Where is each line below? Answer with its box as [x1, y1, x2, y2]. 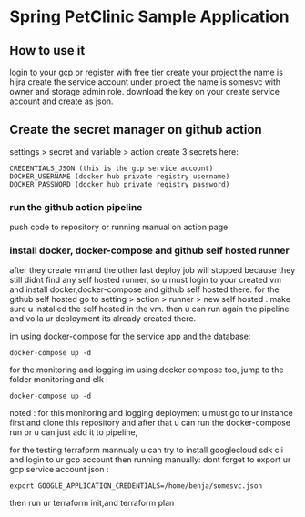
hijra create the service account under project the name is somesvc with [9, 76, 281, 87]
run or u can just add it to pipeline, [9, 427, 138, 438]
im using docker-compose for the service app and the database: [9, 330, 251, 342]
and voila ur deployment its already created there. [9, 313, 197, 324]
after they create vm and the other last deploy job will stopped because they [9, 265, 296, 276]
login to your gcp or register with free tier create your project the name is [9, 66, 284, 77]
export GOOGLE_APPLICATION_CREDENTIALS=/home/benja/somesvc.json [9, 482, 262, 491]
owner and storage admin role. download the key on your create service [9, 86, 280, 96]
